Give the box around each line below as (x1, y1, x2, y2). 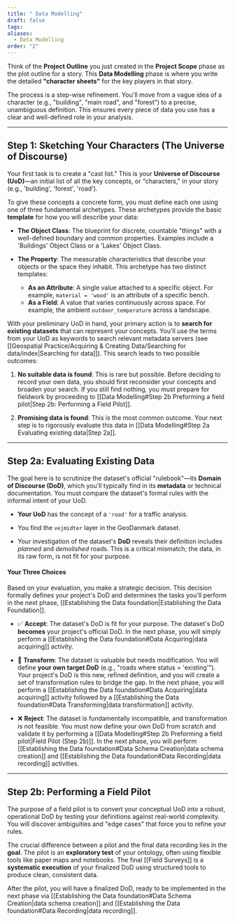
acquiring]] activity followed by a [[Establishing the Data (17, 693, 180, 701)
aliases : (7, 29, 33, 37)
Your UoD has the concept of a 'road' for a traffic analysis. (17, 510, 188, 518)
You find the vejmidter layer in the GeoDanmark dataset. (17, 523, 180, 531)
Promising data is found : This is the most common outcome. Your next (17, 413, 222, 421)
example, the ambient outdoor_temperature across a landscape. (27, 306, 211, 314)
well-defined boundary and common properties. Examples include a (17, 233, 214, 242)
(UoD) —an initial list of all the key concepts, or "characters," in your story (7, 177, 219, 185)
